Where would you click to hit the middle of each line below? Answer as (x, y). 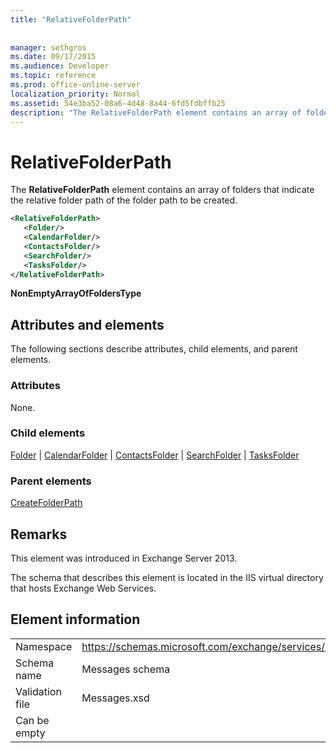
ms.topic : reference (53, 76)
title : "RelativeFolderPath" (71, 19)
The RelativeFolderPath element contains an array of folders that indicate (162, 190)
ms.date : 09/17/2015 (53, 57)
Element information (75, 619)
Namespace (44, 646)
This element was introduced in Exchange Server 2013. (124, 558)
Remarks (39, 534)
